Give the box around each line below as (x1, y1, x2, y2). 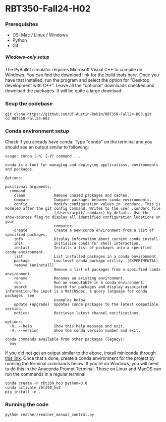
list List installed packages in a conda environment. (14, 254, 159, 259)
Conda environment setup (5, 128, 69, 135)
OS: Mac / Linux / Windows (12, 32, 68, 38)
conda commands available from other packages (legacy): (5, 337, 125, 342)
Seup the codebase (5, 100, 53, 107)
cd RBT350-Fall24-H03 (5, 116, 50, 121)
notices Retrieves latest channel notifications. (14, 311, 141, 316)
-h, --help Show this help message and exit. (9, 324, 125, 329)
